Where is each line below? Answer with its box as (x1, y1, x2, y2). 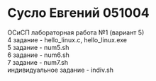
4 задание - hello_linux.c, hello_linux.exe (7, 35, 128, 44)
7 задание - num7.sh (7, 58, 69, 66)
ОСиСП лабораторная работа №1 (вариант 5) (7, 28, 145, 37)
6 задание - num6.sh (7, 51, 69, 59)
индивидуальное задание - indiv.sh (7, 66, 113, 74)
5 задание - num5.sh (7, 43, 69, 51)
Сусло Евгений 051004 (7, 5, 150, 21)
